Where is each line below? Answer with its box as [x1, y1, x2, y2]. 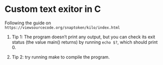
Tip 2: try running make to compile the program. [11, 54, 110, 60]
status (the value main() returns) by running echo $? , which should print [11, 39, 158, 45]
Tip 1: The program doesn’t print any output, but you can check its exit [11, 34, 156, 40]
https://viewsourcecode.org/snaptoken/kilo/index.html [4, 25, 120, 30]
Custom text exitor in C [4, 3, 101, 15]
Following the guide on [4, 20, 52, 26]
